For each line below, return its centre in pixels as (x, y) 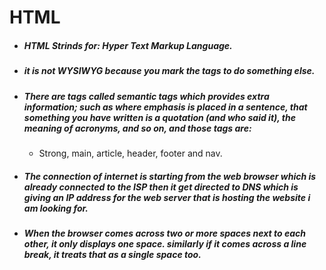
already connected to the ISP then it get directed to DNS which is (161, 187)
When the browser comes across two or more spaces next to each (164, 233)
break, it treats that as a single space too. (112, 254)
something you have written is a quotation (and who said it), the (159, 117)
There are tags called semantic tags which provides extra (146, 96)
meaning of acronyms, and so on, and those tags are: (137, 128)
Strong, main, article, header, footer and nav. (130, 153)
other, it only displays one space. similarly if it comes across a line (165, 243)
